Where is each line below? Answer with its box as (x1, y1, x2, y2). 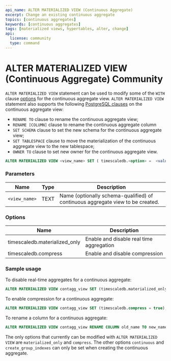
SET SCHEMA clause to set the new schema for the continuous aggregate (12, 127, 162, 133)
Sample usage (5, 265, 42, 273)
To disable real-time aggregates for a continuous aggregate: (5, 277, 132, 283)
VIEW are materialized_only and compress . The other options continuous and (5, 339, 164, 346)
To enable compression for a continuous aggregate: (5, 296, 114, 302)
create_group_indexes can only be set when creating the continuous (5, 345, 149, 351)
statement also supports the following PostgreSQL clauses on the (5, 101, 142, 107)
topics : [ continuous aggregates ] (5, 17, 76, 22)
